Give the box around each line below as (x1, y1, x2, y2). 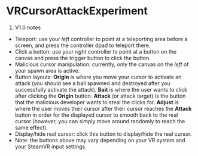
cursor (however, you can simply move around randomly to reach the (14, 117, 185, 124)
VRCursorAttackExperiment (6, 4, 148, 18)
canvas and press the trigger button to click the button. (14, 54, 151, 61)
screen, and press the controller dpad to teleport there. (14, 42, 151, 49)
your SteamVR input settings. (14, 143, 87, 150)
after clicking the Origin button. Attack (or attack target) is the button (14, 92, 186, 99)
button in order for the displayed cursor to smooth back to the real (14, 111, 178, 118)
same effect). (14, 124, 48, 131)
